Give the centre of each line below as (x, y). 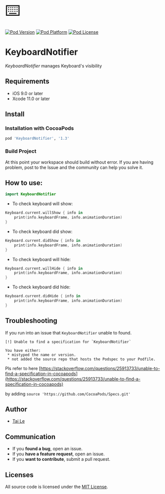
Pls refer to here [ (23, 368)
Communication (30, 437)
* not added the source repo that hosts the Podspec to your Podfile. (81, 359)
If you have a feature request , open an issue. (59, 454)
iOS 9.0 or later (28, 93)
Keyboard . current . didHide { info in (43, 296)
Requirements (27, 82)
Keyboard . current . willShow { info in (44, 213)
